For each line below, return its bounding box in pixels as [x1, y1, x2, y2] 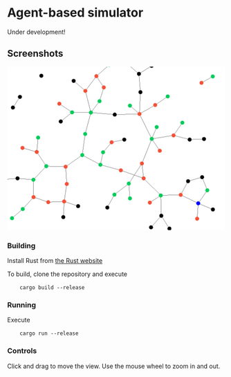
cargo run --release [19, 330, 79, 337]
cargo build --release [19, 284, 85, 291]
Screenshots [7, 48, 64, 59]
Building [7, 241, 36, 250]
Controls [7, 346, 37, 356]
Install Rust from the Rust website [7, 257, 103, 265]
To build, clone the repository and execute [7, 270, 128, 278]
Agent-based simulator [7, 5, 144, 21]
